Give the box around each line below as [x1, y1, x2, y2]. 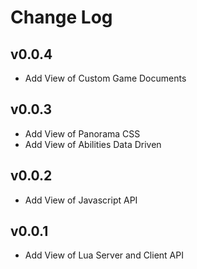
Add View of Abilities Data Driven [24, 138, 162, 150]
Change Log [10, 6, 113, 29]
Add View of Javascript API [24, 194, 138, 206]
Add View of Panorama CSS [24, 127, 141, 140]
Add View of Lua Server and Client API [24, 249, 184, 261]
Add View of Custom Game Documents [24, 72, 187, 84]
